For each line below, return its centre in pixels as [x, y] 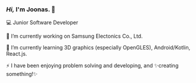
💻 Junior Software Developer [42, 22]
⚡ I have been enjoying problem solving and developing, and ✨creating [92, 66]
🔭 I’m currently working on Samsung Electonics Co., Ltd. [74, 36]
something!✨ [22, 74]
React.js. [17, 54]
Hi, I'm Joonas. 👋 [31, 9]
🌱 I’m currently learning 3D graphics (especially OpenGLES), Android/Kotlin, [98, 48]
